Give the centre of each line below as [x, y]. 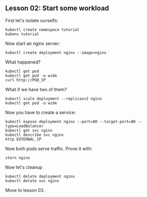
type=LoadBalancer [24, 126]
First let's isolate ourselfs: [32, 20]
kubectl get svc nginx [29, 130]
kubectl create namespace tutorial [42, 30]
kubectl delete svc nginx [32, 181]
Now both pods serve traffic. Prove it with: [49, 149]
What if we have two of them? [36, 89]
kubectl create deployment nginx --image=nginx [56, 52]
